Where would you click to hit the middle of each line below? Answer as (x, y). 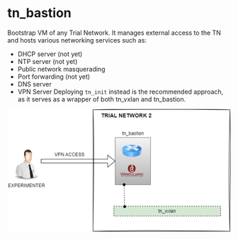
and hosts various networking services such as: (77, 40)
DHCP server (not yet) (50, 54)
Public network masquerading (61, 69)
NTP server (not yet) (47, 61)
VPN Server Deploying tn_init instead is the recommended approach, (120, 91)
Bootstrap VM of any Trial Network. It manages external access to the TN (114, 33)
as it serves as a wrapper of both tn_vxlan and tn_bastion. (102, 99)
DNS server (34, 84)
